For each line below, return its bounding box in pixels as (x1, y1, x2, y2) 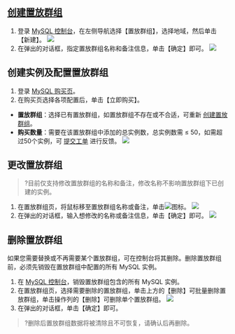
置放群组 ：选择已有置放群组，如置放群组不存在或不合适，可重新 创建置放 (17, 110, 228, 119)
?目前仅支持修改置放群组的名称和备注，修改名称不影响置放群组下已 (24, 179, 218, 187)
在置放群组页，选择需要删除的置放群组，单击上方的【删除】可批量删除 (17, 286, 220, 295)
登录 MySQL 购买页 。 (17, 86, 79, 95)
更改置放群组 (7, 159, 63, 171)
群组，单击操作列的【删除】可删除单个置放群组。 (23, 295, 165, 304)
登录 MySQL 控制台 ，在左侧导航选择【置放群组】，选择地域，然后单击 (17, 27, 217, 35)
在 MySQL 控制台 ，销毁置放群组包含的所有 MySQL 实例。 (17, 278, 183, 286)
